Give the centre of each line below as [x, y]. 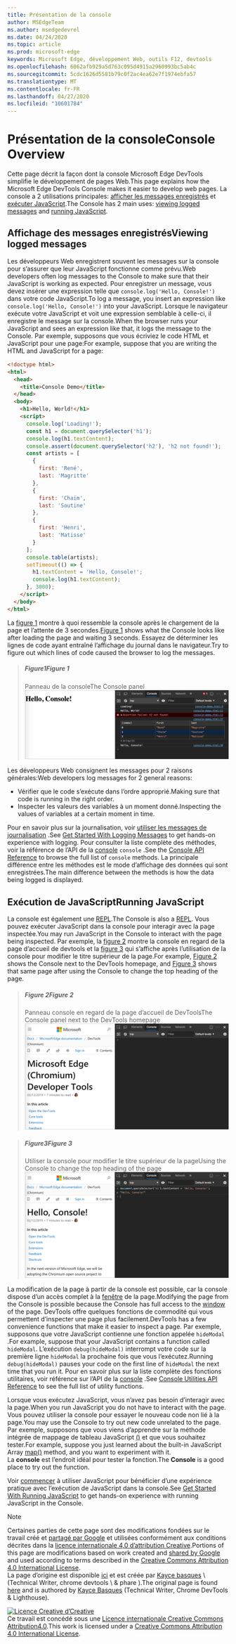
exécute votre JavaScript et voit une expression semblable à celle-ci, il [110, 313]
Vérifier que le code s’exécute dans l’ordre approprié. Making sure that [118, 791]
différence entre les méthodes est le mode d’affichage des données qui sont [118, 865]
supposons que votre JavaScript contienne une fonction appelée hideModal [116, 1334]
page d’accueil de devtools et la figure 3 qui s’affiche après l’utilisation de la [117, 949]
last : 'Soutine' [62, 505]
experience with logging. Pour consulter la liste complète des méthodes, [112, 843]
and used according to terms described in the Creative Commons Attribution [118, 1560]
